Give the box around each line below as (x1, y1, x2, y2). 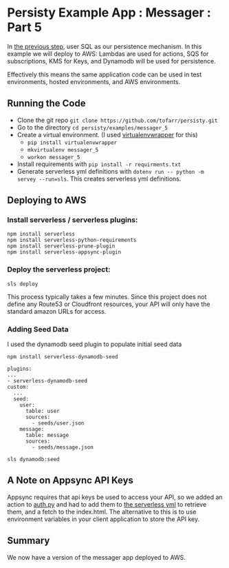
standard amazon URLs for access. (7, 307, 107, 315)
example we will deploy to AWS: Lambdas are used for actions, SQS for (7, 50, 209, 58)
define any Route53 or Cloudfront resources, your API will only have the (7, 300, 210, 308)
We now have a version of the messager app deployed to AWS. (7, 553, 186, 561)
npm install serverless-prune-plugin (7, 243, 116, 250)
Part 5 (7, 19, 43, 35)
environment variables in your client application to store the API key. (7, 515, 200, 523)
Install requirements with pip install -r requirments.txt (17, 160, 181, 168)
